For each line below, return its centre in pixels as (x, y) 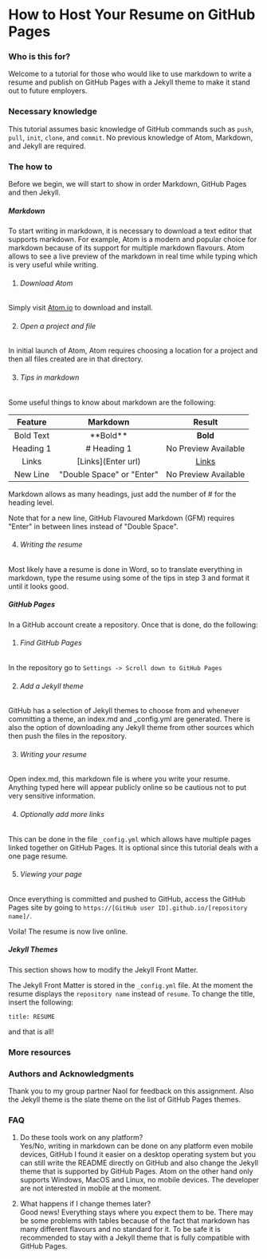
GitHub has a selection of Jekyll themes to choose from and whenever (124, 711)
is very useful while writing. (53, 265)
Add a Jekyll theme (51, 686)
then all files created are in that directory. (76, 359)
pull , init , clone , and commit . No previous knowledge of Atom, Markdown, (131, 137)
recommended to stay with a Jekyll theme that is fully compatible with (135, 1237)
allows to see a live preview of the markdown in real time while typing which (133, 256)
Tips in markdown (49, 377)
